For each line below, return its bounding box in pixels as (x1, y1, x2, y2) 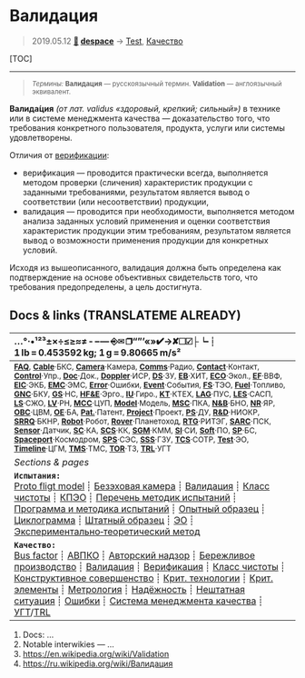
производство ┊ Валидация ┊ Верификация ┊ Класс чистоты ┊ (14, 560, 286, 573)
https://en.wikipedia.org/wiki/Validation (22, 648, 170, 659)
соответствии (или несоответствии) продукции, (22, 196, 209, 207)
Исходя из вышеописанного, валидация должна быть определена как (9, 262, 281, 273)
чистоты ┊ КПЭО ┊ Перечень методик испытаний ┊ (14, 491, 238, 504)
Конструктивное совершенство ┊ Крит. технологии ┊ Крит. (14, 572, 274, 584)
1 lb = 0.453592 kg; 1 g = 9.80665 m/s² (14, 346, 182, 359)
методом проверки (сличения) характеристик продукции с (22, 176, 253, 187)
